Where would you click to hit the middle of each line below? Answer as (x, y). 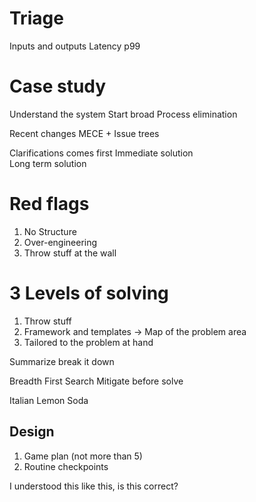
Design (32, 432)
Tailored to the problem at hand (88, 342)
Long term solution (48, 163)
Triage (36, 18)
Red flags (49, 204)
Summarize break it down (62, 361)
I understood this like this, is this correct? (94, 486)
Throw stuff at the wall (70, 253)
